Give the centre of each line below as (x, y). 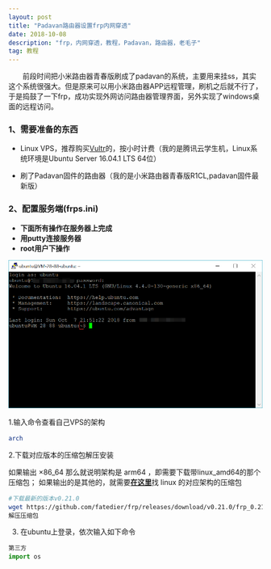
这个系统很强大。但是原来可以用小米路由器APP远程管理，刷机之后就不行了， (135, 86)
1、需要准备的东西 (43, 129)
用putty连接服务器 (51, 238)
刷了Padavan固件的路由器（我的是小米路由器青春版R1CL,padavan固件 (136, 176)
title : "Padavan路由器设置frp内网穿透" (70, 25)
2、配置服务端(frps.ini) (54, 209)
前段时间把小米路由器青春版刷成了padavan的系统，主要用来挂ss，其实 (139, 76)
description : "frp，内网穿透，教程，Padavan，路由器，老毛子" (105, 43)
